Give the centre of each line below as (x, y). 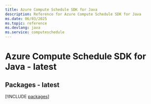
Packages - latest (32, 85)
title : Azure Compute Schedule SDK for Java (51, 10)
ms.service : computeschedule (35, 32)
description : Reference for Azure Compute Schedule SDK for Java (73, 14)
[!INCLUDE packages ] (27, 96)
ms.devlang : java (23, 28)
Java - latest (31, 67)
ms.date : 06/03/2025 (26, 19)
